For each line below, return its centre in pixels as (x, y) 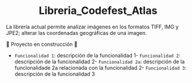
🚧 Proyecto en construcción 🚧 (42, 44)
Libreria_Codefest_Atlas (98, 11)
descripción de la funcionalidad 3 (55, 74)
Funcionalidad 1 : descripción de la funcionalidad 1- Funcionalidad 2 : (97, 55)
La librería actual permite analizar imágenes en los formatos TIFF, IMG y (92, 27)
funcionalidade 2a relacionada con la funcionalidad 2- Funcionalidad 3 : (100, 67)
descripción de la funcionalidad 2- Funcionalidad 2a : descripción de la (100, 62)
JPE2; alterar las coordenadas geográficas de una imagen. (76, 33)
